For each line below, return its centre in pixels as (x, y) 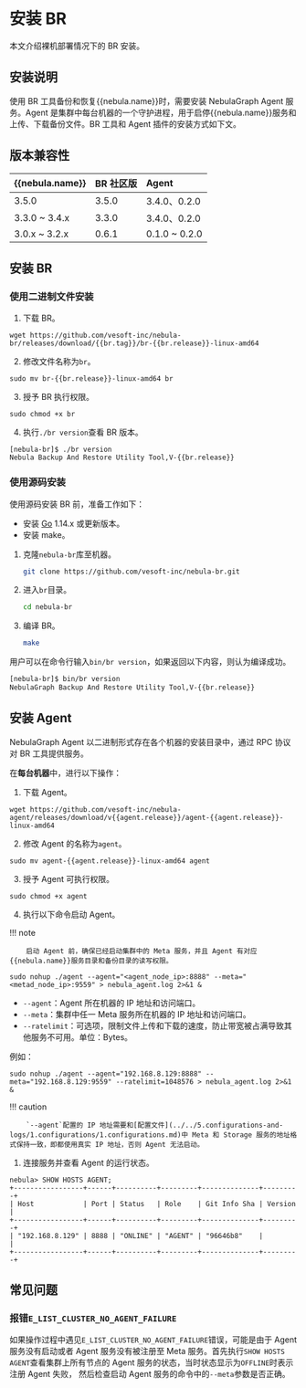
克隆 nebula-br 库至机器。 (69, 554)
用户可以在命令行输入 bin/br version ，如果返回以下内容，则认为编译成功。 (150, 662)
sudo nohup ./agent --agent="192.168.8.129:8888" (106, 1074)
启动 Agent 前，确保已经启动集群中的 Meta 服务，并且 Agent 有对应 (142, 951)
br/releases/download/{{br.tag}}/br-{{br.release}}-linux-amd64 (134, 343)
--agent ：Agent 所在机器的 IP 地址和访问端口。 (111, 1003)
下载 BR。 (41, 318)
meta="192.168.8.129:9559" (61, 1082)
